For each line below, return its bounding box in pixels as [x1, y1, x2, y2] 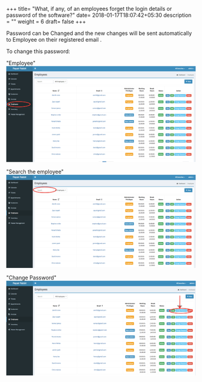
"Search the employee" [6, 168, 64, 176]
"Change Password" [6, 274, 57, 281]
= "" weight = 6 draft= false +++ [6, 18, 86, 25]
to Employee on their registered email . [6, 36, 102, 43]
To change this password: [6, 48, 70, 55]
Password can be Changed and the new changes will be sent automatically [6, 30, 192, 37]
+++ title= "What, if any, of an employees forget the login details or [6, 5, 173, 12]
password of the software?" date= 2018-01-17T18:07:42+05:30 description [6, 11, 192, 19]
